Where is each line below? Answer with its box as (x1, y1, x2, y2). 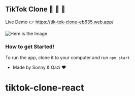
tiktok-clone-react (5, 82, 85, 93)
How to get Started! (5, 43, 55, 50)
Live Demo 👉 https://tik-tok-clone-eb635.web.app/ (5, 19, 114, 25)
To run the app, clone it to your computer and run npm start (5, 55, 130, 61)
